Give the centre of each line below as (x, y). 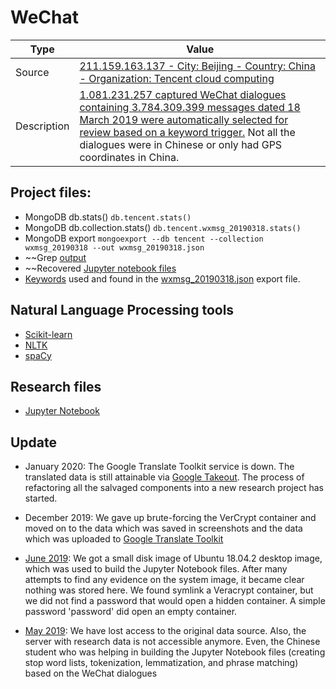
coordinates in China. (129, 157)
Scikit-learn (48, 334)
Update (34, 442)
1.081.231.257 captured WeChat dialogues (183, 94)
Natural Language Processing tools (122, 310)
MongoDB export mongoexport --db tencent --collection (144, 238)
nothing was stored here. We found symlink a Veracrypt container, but (169, 590)
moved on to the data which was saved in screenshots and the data (163, 528)
